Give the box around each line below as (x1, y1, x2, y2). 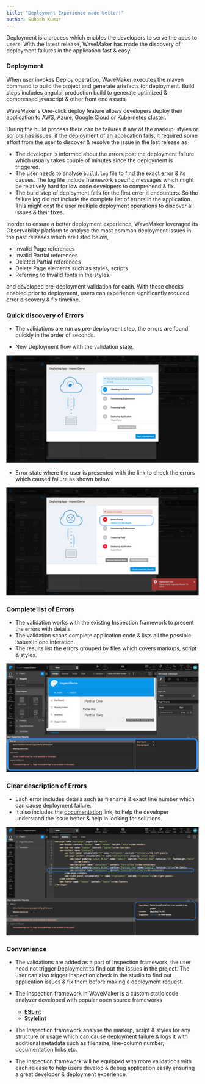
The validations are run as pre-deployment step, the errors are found (15, 325, 189, 332)
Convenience (6, 944, 47, 953)
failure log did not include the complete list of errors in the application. (15, 195, 192, 203)
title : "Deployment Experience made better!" (6, 10, 124, 16)
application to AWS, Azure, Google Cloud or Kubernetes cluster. (6, 113, 167, 121)
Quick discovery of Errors (6, 311, 84, 320)
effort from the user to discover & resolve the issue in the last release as (6, 138, 187, 146)
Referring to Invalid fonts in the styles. (15, 271, 111, 278)
